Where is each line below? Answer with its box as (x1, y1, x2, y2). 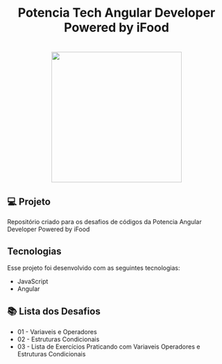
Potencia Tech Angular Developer (17, 5, 216, 21)
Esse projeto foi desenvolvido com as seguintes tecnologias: (7, 264, 180, 272)
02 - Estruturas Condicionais (17, 335, 100, 343)
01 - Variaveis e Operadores (17, 327, 97, 335)
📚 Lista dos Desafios (7, 306, 101, 317)
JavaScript (17, 277, 49, 285)
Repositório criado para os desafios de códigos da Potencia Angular (7, 218, 203, 226)
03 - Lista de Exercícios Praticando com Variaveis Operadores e (17, 342, 200, 351)
